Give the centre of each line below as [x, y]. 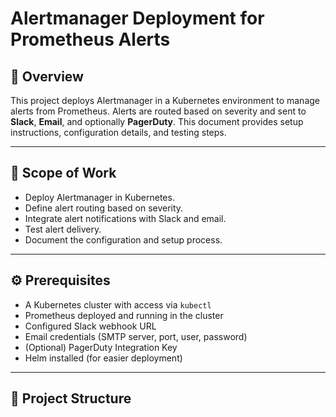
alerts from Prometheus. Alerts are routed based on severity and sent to [158, 111]
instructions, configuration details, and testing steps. [118, 132]
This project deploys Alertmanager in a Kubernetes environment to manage [165, 100]
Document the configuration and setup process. [123, 239]
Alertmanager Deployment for [137, 18]
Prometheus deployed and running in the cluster [124, 315]
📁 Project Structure [71, 398]
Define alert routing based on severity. [104, 208]
